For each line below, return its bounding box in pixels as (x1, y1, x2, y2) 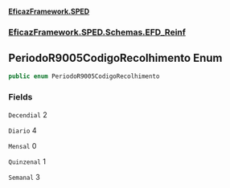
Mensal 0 (8, 141, 37, 150)
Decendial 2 (8, 109, 47, 120)
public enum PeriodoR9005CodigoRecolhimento (8, 72, 160, 80)
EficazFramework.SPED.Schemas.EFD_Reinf (8, 27, 187, 38)
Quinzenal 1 (8, 157, 47, 166)
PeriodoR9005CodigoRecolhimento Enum (8, 51, 223, 64)
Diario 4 (8, 125, 37, 135)
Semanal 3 (8, 172, 40, 182)
